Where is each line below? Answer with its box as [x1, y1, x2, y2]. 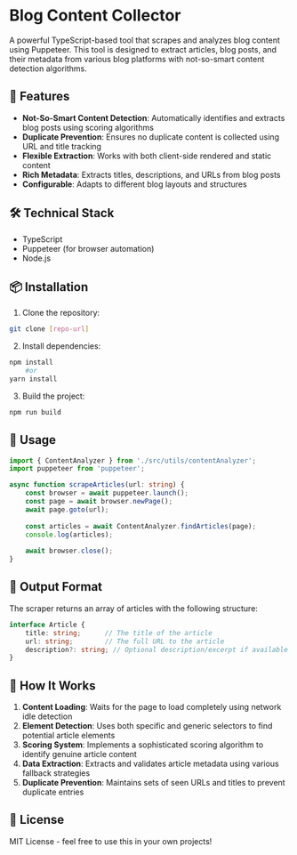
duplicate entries [21, 786, 84, 797]
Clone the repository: [21, 308, 100, 319]
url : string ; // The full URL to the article [25, 637, 225, 646]
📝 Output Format [9, 579, 103, 594]
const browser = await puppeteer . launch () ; [25, 488, 189, 498]
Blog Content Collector [9, 5, 181, 26]
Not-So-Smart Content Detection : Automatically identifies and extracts [21, 112, 285, 123]
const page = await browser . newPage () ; [25, 497, 173, 506]
